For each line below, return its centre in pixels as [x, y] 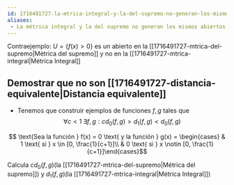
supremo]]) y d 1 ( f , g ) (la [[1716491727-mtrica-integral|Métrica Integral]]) [109, 175]
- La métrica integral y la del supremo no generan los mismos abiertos [118, 26]
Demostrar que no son [56, 83]
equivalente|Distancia [56, 94]
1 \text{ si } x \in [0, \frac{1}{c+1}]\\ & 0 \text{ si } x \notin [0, [106, 144]
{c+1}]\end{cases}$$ [117, 151]
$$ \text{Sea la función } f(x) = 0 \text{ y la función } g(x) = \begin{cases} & [117, 136]
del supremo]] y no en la [93, 54]
